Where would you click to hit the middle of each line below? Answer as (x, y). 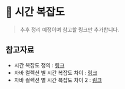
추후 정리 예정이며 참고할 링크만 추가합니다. (70, 29)
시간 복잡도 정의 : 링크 (39, 65)
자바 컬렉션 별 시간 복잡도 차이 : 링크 (56, 72)
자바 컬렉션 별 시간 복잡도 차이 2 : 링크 (58, 80)
